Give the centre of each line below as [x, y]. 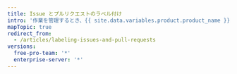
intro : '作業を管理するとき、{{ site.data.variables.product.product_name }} [119, 20]
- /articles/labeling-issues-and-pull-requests [85, 40]
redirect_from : [30, 33]
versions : [22, 47]
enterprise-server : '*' [48, 60]
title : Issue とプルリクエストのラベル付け [65, 14]
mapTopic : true [30, 27]
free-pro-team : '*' [42, 54]
